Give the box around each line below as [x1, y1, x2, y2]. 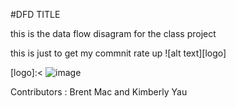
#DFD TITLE [10, 9, 61, 20]
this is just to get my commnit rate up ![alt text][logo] [10, 47, 227, 59]
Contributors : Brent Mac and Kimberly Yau [10, 86, 188, 98]
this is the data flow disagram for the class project [10, 28, 217, 39]
